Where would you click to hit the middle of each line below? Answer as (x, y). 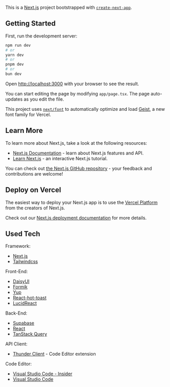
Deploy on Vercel (33, 190)
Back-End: (16, 313)
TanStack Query (30, 334)
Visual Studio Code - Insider (43, 374)
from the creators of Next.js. (35, 208)
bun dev (14, 74)
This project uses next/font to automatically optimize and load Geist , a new (85, 109)
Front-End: (17, 272)
